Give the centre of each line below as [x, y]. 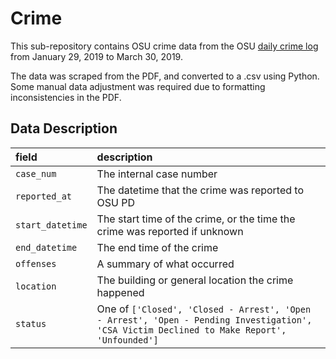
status [31, 323]
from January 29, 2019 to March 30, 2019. [96, 56]
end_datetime [46, 247]
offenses [36, 263]
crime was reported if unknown [170, 231]
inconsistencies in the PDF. [66, 97]
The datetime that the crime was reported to [200, 190]
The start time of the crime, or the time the [196, 219]
